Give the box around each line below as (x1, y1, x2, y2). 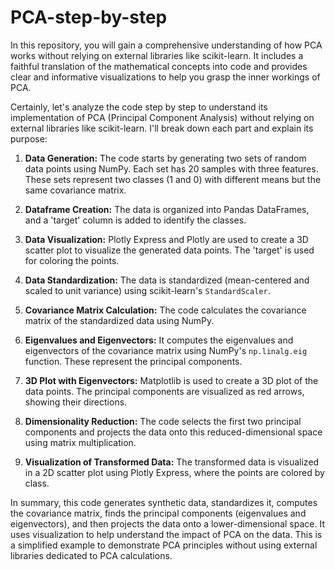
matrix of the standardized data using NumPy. (24, 314, 215, 326)
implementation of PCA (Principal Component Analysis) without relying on (10, 111, 315, 123)
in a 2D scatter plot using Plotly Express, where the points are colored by (24, 466, 325, 478)
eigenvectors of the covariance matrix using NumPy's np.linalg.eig (24, 344, 308, 356)
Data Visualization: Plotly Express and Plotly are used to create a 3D (24, 233, 309, 245)
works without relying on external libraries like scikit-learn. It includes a (10, 49, 304, 61)
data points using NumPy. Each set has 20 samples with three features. (24, 162, 319, 175)
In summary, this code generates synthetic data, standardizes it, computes (10, 496, 318, 508)
